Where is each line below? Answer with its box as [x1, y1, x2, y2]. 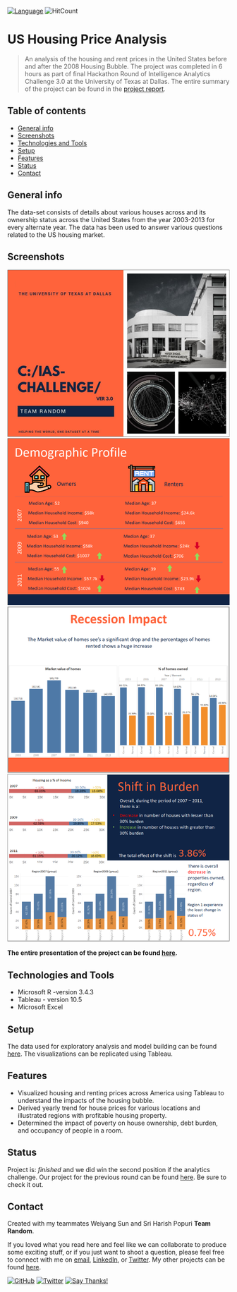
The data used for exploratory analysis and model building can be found [7, 1042, 217, 1050]
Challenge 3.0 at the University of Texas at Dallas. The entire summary [24, 77, 230, 85]
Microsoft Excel [17, 1003, 63, 1011]
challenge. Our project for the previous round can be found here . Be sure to [7, 1173, 227, 1181]
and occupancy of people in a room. [17, 1126, 123, 1135]
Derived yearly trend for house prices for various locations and [17, 1104, 201, 1112]
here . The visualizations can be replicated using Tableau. [7, 1049, 173, 1058]
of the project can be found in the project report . [24, 85, 166, 93]
